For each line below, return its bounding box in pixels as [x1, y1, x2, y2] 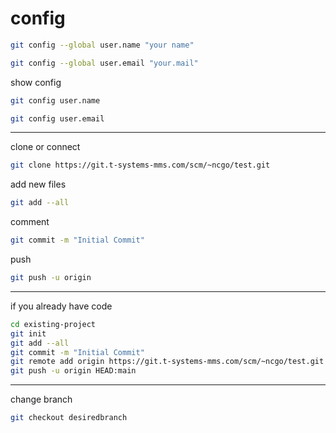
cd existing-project [10, 319, 97, 329]
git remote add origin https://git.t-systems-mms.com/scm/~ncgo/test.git [10, 357, 325, 367]
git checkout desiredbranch [10, 413, 128, 423]
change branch [10, 393, 73, 406]
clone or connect [10, 141, 81, 153]
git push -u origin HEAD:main [10, 366, 137, 376]
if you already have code [10, 300, 113, 312]
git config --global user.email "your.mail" [10, 58, 199, 68]
